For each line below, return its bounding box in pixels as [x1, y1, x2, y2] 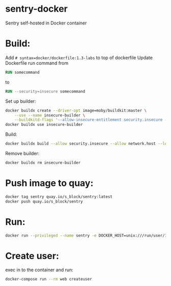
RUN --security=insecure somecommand [5, 89, 85, 94]
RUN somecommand [5, 70, 40, 75]
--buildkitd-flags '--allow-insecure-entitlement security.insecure [14, 118, 163, 123]
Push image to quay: [5, 178, 94, 189]
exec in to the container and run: [5, 267, 74, 273]
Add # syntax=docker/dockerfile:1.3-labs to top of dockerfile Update [5, 54, 153, 61]
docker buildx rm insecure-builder [5, 160, 81, 165]
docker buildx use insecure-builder [5, 122, 83, 127]
